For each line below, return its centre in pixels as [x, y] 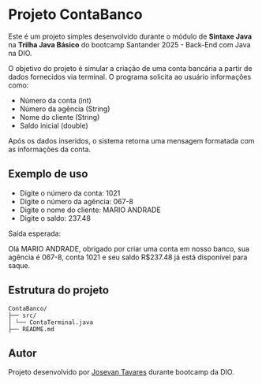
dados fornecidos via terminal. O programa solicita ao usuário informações [130, 76]
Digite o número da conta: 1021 [70, 193]
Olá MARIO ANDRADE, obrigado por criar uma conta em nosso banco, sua [129, 248]
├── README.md [32, 329]
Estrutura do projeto [58, 291]
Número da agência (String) [65, 109]
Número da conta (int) [56, 100]
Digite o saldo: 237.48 [55, 218]
